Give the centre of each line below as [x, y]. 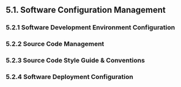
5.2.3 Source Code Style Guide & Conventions [75, 61]
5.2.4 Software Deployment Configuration [70, 77]
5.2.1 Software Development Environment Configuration [90, 28]
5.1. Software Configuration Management [86, 10]
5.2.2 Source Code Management [55, 44]
